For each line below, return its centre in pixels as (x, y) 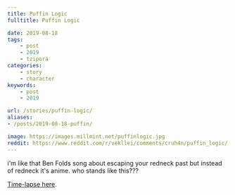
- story (31, 72)
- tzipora (34, 59)
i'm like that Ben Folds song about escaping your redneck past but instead (115, 163)
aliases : (20, 117)
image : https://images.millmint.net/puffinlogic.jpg (86, 136)
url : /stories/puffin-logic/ (50, 111)
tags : (15, 39)
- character (37, 79)
